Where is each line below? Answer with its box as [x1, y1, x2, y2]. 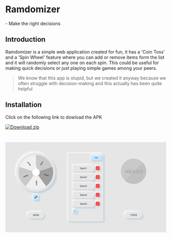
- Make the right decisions [5, 20, 61, 27]
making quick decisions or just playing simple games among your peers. [5, 65, 157, 71]
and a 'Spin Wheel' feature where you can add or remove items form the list [5, 54, 165, 60]
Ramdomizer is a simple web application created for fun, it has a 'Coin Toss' [5, 48, 165, 55]
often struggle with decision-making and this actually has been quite [17, 80, 162, 86]
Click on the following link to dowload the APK [5, 114, 102, 120]
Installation [5, 100, 42, 109]
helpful [17, 86, 33, 92]
